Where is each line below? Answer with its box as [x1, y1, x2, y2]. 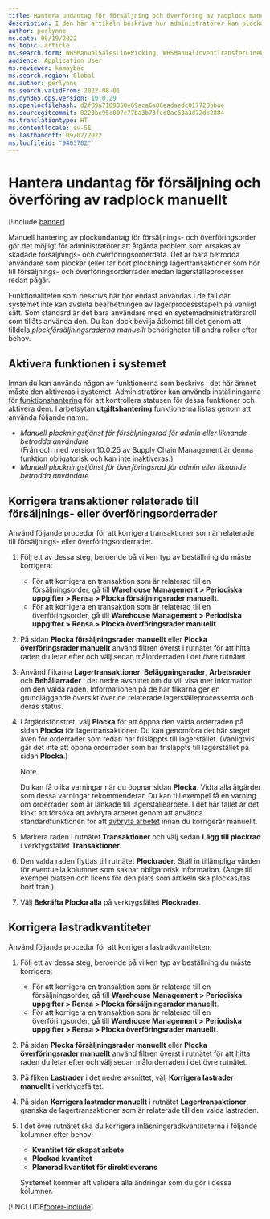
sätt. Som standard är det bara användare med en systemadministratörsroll [8, 308, 256, 318]
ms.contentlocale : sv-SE [8, 124, 92, 132]
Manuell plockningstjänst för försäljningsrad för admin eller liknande [19, 428, 247, 438]
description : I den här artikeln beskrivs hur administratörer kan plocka [8, 19, 264, 27]
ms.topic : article [8, 42, 70, 50]
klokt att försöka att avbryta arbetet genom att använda [19, 808, 203, 818]
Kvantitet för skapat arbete [31, 1145, 125, 1155]
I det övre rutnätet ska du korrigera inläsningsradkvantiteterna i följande [19, 1121, 258, 1131]
